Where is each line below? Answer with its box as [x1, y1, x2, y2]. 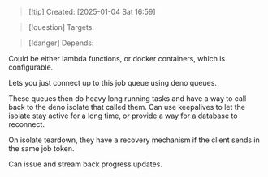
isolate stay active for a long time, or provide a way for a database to [8, 111, 238, 120]
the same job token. [8, 144, 75, 153]
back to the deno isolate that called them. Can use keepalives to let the [8, 103, 246, 112]
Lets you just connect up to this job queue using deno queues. [8, 78, 218, 87]
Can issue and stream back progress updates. [8, 159, 162, 169]
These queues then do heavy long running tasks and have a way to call [8, 94, 247, 103]
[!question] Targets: [28, 23, 95, 32]
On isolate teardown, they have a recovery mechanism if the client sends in [8, 135, 260, 145]
